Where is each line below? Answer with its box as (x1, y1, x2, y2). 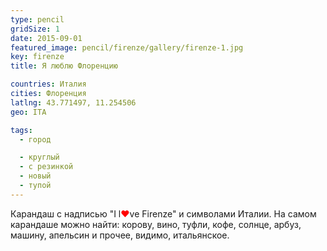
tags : (10, 125, 33, 135)
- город (19, 134, 52, 145)
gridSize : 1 (10, 24, 60, 34)
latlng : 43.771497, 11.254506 (10, 97, 137, 108)
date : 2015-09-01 (10, 33, 83, 43)
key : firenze (10, 52, 65, 62)
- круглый (19, 152, 60, 163)
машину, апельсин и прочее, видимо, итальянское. (10, 229, 230, 241)
